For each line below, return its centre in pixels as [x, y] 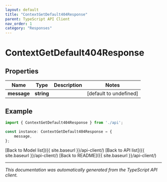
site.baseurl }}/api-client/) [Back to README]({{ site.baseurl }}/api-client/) [81, 156]
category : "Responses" [29, 28]
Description [68, 85]
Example [19, 111]
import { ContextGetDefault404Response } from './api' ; [64, 122]
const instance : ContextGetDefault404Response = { [59, 132]
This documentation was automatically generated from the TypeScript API [81, 170]
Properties [22, 71]
